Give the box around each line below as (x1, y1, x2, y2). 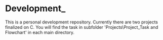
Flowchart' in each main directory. (5, 29, 75, 35)
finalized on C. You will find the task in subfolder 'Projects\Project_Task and (5, 24, 159, 30)
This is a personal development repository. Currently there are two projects (5, 19, 158, 25)
